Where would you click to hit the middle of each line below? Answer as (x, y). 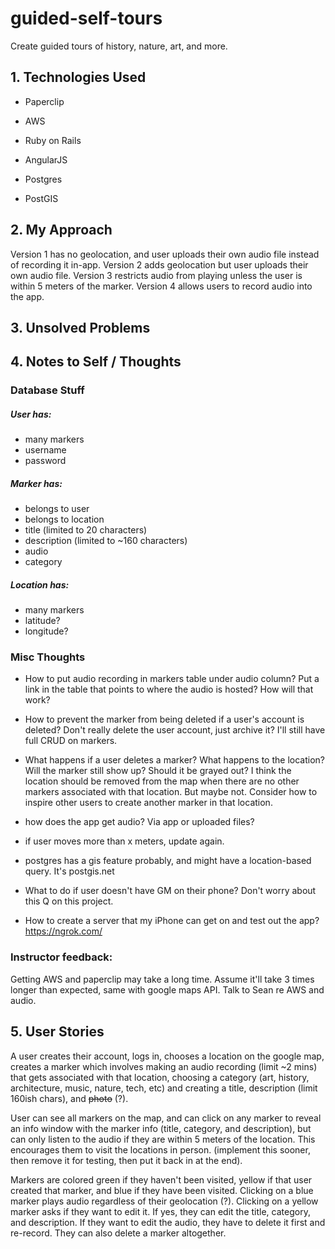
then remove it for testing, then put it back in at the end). (126, 1160)
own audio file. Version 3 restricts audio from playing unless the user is (156, 275)
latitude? (42, 621)
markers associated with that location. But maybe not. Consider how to (171, 792)
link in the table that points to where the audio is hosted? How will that (169, 689)
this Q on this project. (69, 901)
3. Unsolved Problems (80, 327)
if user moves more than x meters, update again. (124, 841)
